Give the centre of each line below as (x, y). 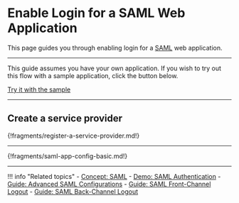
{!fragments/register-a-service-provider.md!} (74, 136)
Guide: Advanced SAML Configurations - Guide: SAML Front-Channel (109, 184)
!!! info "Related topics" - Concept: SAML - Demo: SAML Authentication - (114, 176)
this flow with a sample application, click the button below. (93, 75)
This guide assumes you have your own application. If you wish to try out (115, 68)
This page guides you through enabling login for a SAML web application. (115, 48)
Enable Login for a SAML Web (96, 13)
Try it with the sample (39, 89)
